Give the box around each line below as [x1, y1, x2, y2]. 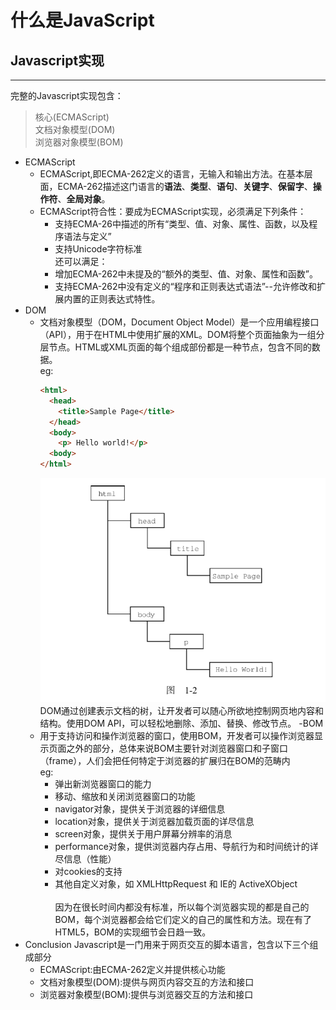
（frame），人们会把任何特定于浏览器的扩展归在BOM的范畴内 [39, 754, 291, 766]
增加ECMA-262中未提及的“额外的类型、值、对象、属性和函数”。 [54, 268, 318, 280]
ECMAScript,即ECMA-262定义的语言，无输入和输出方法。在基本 [39, 168, 305, 180]
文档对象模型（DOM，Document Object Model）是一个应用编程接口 [39, 316, 320, 328]
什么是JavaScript [10, 9, 155, 32]
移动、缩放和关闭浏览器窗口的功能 [54, 790, 196, 802]
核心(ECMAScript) [34, 111, 110, 123]
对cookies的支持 [54, 865, 123, 877]
